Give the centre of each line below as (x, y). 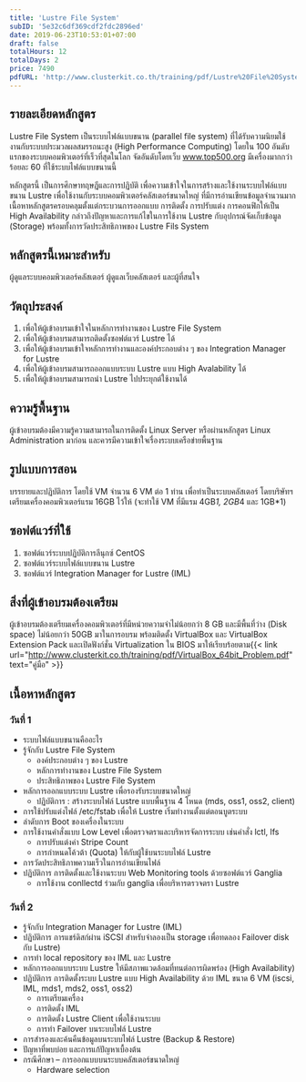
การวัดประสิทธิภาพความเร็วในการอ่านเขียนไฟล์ (92, 863)
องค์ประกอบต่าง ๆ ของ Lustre (82, 760)
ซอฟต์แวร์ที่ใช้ (40, 531)
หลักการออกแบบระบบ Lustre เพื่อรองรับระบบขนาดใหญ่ (107, 791)
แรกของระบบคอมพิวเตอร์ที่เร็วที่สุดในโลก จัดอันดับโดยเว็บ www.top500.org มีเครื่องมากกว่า (151, 157)
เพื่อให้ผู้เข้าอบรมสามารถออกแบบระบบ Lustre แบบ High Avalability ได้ (134, 369)
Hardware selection (73, 1070)
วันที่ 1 (20, 720)
